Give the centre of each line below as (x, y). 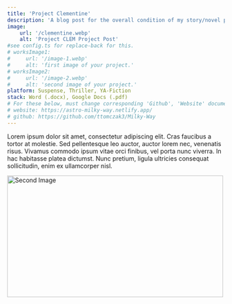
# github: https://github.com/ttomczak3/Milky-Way (81, 116)
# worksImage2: (29, 71)
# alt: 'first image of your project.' (71, 65)
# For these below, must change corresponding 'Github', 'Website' (106, 104)
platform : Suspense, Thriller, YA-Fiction (69, 91)
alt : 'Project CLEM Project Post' (69, 39)
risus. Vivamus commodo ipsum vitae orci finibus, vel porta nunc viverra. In (114, 151)
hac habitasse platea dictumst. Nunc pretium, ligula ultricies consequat (108, 158)
